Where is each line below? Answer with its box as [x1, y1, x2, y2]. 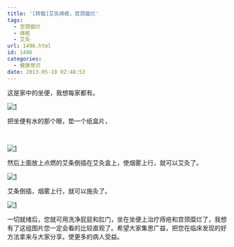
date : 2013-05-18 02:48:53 [7, 68, 86, 75]
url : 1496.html [7, 42, 52, 49]
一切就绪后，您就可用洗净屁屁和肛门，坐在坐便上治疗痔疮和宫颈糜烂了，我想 [7, 215, 227, 223]
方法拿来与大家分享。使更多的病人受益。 [7, 232, 123, 241]
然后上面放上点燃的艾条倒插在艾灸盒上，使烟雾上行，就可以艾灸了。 [7, 158, 203, 167]
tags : [7, 17, 23, 24]
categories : [7, 56, 42, 63]
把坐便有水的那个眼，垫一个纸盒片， [7, 116, 111, 125]
